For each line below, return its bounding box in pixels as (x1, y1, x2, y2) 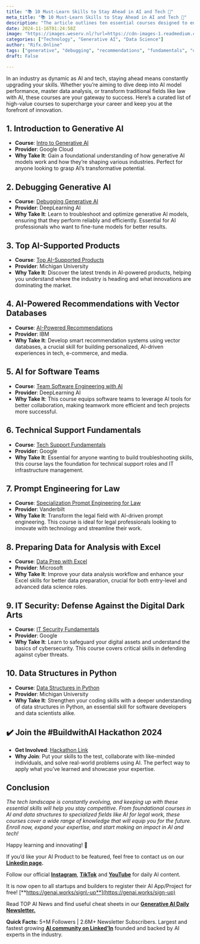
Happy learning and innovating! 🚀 (6, 841, 88, 849)
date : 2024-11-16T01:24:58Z (6, 25, 76, 32)
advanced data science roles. (14, 583, 87, 590)
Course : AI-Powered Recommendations (14, 324, 113, 331)
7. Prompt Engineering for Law (6, 484, 120, 494)
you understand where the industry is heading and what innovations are (14, 276, 192, 283)
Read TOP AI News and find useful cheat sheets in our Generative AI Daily (6, 900, 189, 908)
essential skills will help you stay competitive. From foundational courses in (6, 804, 192, 812)
